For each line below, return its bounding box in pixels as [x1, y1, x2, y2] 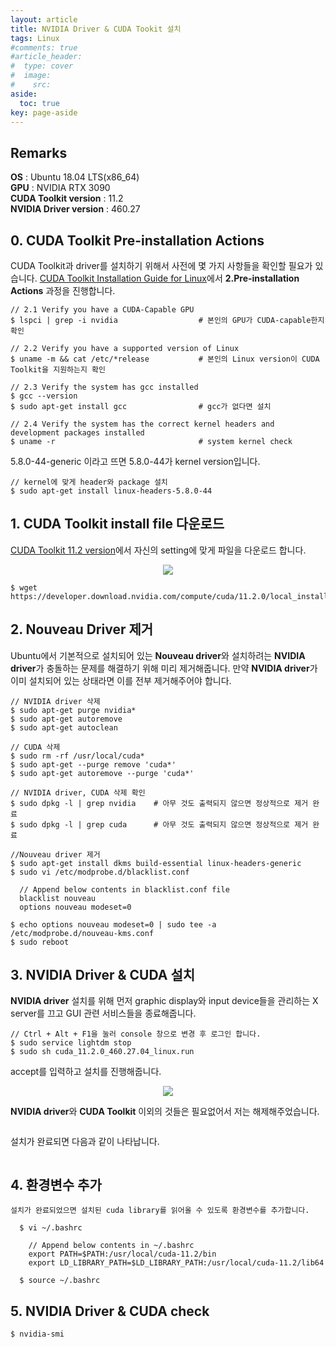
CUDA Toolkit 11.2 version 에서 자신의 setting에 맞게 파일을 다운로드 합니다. [10, 544, 307, 556]
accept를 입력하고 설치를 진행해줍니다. [10, 1066, 162, 1078]
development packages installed [10, 428, 145, 438]
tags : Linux [10, 33, 60, 43]
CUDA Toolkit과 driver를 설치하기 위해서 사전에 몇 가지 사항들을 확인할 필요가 [10, 260, 313, 271]
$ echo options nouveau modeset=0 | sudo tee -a [10, 919, 217, 930]
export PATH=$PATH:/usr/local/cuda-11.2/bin [28, 1249, 217, 1260]
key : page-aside [10, 107, 78, 118]
